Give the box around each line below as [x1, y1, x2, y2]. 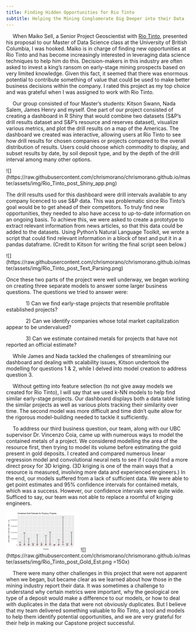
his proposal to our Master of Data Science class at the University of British [6, 39, 187, 46]
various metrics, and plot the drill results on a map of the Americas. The [6, 125, 179, 132]
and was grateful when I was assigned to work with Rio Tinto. [6, 88, 154, 95]
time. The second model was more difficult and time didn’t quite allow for [6, 407, 183, 414]
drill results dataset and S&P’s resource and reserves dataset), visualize [6, 118, 178, 125]
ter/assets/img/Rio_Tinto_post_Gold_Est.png [6, 558, 112, 565]
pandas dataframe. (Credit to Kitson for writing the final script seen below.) [6, 241, 187, 248]
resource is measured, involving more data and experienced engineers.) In [6, 469, 186, 476]
